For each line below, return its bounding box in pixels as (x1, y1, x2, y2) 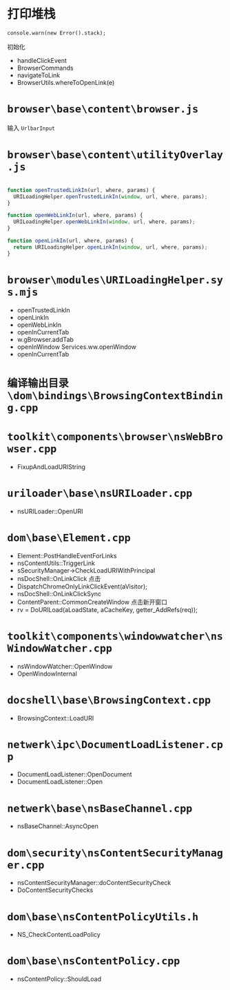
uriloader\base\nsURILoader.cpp (7, 486, 193, 499)
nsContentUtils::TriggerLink (17, 559, 95, 567)
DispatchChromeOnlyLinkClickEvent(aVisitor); (17, 582, 148, 591)
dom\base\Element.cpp (7, 531, 131, 544)
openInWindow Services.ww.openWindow (17, 343, 136, 351)
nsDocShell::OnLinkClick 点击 (17, 574, 101, 582)
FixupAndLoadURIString (17, 462, 86, 470)
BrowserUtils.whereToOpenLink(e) (17, 78, 115, 86)
